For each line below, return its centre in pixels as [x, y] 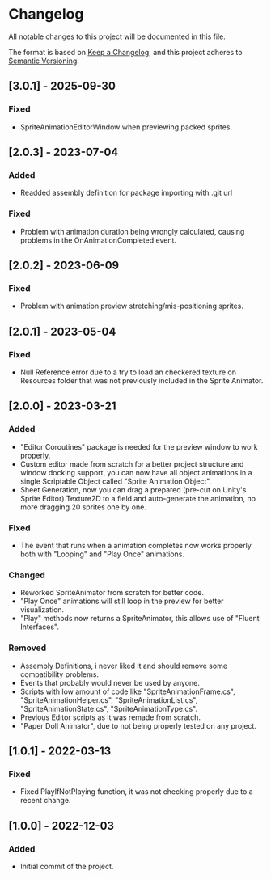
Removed [28, 648]
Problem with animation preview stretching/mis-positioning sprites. [132, 306]
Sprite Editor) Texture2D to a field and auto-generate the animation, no [138, 498]
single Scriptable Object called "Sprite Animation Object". [116, 481]
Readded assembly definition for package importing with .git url [126, 193]
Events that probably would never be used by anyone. [110, 682]
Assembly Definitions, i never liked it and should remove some [124, 666]
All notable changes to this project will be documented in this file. [117, 36]
